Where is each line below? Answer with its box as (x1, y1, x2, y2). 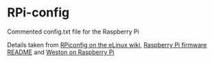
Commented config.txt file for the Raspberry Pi (7, 27, 139, 36)
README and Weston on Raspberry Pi (7, 48, 115, 56)
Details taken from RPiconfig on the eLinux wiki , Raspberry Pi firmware (7, 40, 207, 49)
